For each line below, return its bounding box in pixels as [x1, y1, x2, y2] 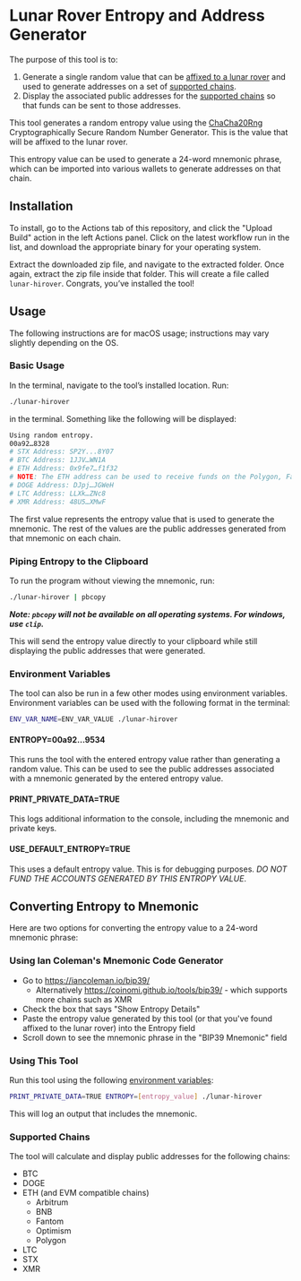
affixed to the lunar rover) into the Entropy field [21, 1022, 195, 1033]
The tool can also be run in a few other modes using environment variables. [9, 688, 288, 699]
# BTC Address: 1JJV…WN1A [9, 456, 106, 465]
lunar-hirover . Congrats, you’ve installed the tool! [9, 278, 195, 288]
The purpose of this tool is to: [9, 54, 118, 64]
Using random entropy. [9, 431, 94, 440]
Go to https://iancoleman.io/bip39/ [21, 975, 150, 985]
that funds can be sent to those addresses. [21, 99, 181, 110]
